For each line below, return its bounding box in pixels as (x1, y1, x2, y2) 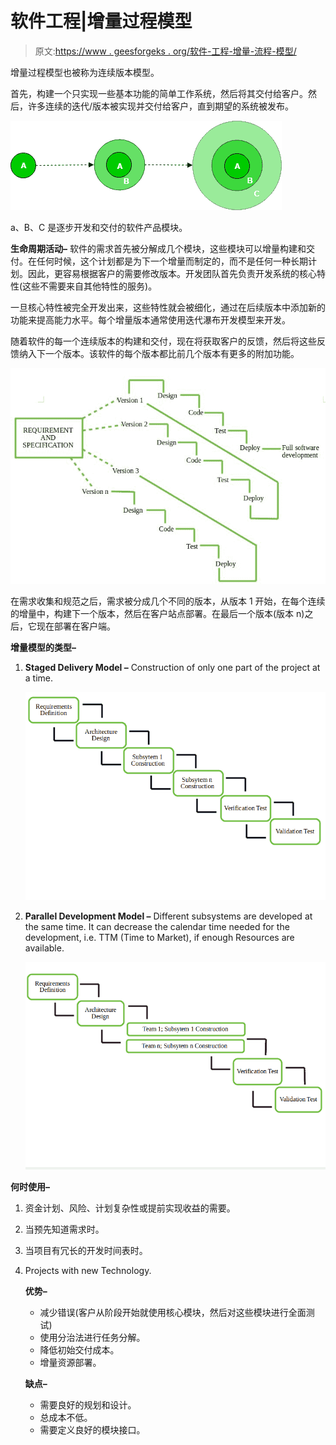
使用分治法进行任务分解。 (39, 1332, 146, 1344)
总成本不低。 (39, 1412, 93, 1424)
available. (24, 942, 65, 954)
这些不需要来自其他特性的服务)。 (22, 280, 158, 292)
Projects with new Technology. (24, 1265, 152, 1277)
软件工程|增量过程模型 (10, 10, 193, 33)
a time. (24, 672, 54, 684)
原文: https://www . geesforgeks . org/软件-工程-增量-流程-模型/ (34, 45, 297, 57)
